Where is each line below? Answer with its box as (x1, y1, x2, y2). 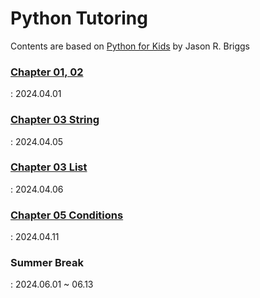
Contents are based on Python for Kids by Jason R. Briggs (10, 40, 250, 52)
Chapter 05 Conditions (10, 208, 124, 222)
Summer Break (10, 256, 85, 270)
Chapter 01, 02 (10, 65, 84, 79)
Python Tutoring (10, 7, 148, 30)
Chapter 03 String (10, 113, 100, 127)
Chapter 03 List (10, 160, 88, 174)
